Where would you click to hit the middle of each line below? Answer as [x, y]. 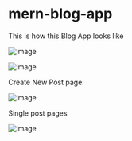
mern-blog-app [60, 14]
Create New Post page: [47, 82]
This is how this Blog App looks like [66, 36]
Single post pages [38, 113]
